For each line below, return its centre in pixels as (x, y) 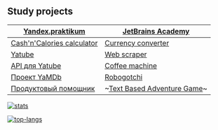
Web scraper (126, 54)
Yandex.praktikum (54, 31)
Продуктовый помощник (53, 88)
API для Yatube (36, 66)
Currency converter (137, 43)
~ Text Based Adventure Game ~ (156, 88)
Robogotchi (124, 77)
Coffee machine (131, 66)
